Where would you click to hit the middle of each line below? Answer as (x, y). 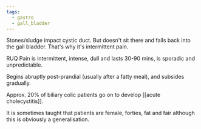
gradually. (19, 83)
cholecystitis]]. (25, 101)
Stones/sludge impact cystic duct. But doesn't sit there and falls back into (99, 41)
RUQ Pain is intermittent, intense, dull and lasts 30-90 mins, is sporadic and (101, 59)
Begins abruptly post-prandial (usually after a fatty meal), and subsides (95, 77)
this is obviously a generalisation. (48, 119)
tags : (13, 12)
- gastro (23, 18)
